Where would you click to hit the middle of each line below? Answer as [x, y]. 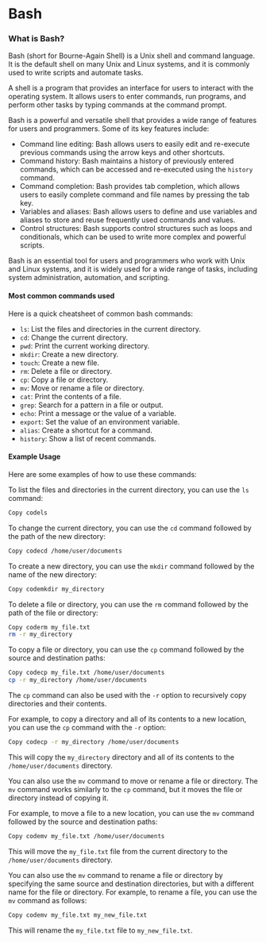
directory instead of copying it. [58, 798]
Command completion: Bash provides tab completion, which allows [130, 187]
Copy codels [28, 513]
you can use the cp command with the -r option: [87, 728]
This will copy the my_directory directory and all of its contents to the [121, 757]
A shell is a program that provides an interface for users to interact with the [131, 88]
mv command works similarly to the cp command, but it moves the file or [125, 789]
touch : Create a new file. [60, 363]
